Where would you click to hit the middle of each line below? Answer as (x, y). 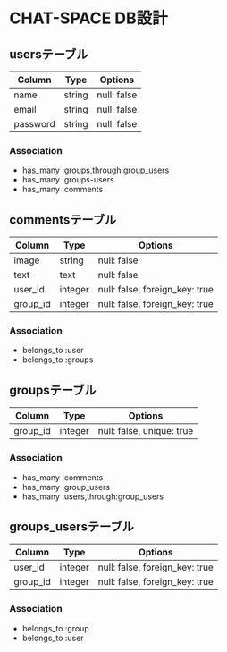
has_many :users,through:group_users (92, 496)
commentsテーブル (63, 220)
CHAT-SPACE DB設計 (88, 18)
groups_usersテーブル (71, 526)
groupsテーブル (53, 390)
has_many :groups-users (68, 180)
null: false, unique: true (146, 431)
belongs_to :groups (58, 360)
